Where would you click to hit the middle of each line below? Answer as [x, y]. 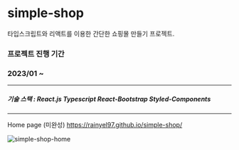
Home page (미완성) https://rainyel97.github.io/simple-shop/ [95, 125]
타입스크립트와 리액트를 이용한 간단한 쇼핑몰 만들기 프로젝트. [91, 33]
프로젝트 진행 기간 [36, 53]
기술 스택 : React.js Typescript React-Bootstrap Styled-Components [109, 99]
